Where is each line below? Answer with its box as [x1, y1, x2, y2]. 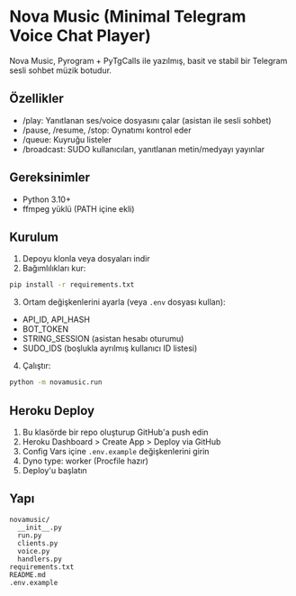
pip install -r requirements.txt [9, 280, 135, 289]
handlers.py [17, 555, 63, 564]
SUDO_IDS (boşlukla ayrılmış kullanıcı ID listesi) [22, 343, 198, 353]
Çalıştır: [22, 361, 51, 371]
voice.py [17, 546, 50, 555]
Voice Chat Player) [9, 25, 151, 46]
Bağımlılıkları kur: [22, 263, 86, 274]
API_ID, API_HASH [22, 314, 90, 326]
